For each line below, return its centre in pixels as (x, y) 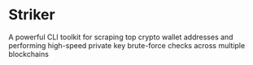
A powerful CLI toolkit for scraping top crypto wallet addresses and (121, 37)
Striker (32, 15)
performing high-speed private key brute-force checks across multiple (127, 45)
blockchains (28, 54)
